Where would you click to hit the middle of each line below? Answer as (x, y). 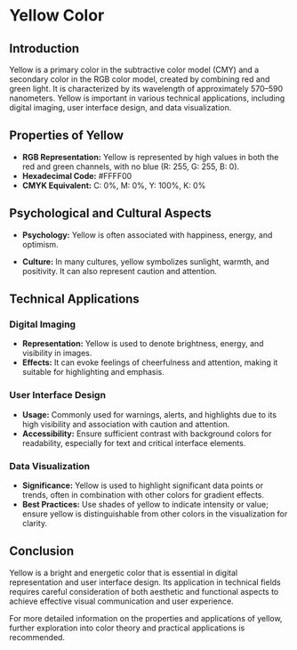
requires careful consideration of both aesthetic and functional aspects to (144, 591)
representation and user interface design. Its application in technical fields (145, 582)
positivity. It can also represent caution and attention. (120, 271)
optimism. (40, 244)
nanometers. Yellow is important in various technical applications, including (147, 98)
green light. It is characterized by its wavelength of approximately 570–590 (146, 89)
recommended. (37, 637)
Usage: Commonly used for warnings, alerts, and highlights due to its (149, 414)
